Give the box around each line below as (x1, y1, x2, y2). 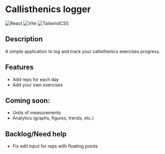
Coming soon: (5, 96, 50, 105)
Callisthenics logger (5, 4, 91, 15)
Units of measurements (12, 110, 61, 116)
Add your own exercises (12, 82, 63, 88)
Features (5, 63, 34, 72)
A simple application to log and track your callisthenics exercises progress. (5, 48, 160, 54)
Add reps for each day (12, 76, 59, 82)
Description (5, 35, 43, 43)
